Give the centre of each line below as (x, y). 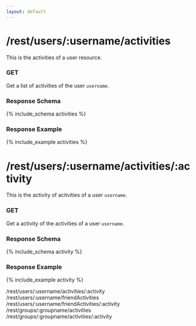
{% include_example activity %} (45, 280)
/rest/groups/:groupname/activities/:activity (59, 317)
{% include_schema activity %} (44, 251)
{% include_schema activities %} (46, 114)
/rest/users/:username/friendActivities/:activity (63, 304)
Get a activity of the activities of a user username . (65, 223)
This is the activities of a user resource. (54, 57)
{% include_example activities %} (47, 142)
